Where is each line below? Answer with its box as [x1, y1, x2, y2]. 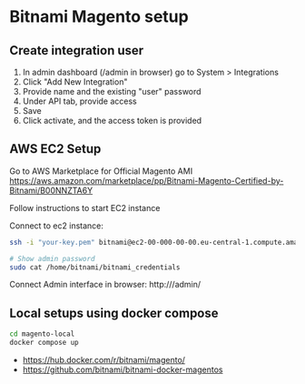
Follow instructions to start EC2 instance [9, 202, 161, 213]
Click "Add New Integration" [22, 76, 128, 87]
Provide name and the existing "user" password [22, 86, 202, 96]
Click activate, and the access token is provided [22, 116, 202, 126]
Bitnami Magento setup [9, 6, 189, 27]
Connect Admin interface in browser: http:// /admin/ [9, 279, 202, 290]
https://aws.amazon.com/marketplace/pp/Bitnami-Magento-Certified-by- [9, 175, 284, 186]
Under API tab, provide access [22, 96, 138, 106]
